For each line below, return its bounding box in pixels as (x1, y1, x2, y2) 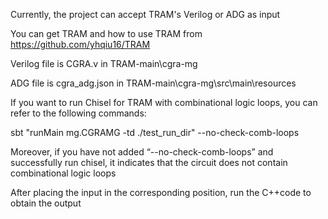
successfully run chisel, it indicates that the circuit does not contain (10, 157, 288, 168)
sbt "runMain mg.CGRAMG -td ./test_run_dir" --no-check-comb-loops (10, 127, 300, 138)
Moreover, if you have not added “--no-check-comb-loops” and (10, 146, 274, 158)
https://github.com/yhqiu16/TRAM (10, 39, 151, 50)
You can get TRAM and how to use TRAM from (10, 28, 203, 39)
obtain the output (10, 197, 82, 209)
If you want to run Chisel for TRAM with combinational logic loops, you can (10, 97, 318, 108)
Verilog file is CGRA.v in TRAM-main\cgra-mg (10, 58, 198, 69)
